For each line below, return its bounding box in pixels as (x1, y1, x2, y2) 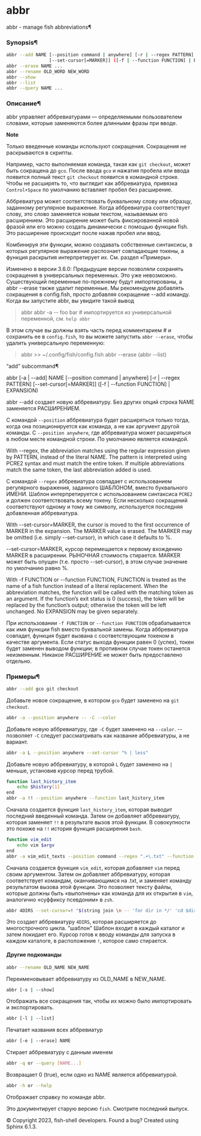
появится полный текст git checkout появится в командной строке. (6, 173, 179, 180)
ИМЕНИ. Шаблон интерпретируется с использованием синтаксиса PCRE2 (6, 490, 193, 497)
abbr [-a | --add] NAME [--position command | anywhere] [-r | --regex (6, 374, 181, 381)
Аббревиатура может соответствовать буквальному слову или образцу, (6, 197, 193, 205)
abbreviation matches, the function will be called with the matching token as (6, 589, 194, 596)
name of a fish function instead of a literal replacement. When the (6, 582, 168, 589)
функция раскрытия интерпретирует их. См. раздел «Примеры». (6, 254, 172, 261)
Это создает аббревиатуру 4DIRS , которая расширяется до (6, 918, 157, 925)
